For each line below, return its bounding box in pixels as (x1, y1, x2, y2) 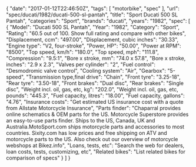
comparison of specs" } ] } (6, 155, 71, 161)
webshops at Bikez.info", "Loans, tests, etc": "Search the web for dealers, (6, 142, 185, 149)
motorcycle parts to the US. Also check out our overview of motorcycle (6, 136, 178, 142)
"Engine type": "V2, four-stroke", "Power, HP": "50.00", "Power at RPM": (6, 42, 181, 49)
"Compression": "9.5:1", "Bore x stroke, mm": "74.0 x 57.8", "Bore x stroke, (6, 55, 186, 62)
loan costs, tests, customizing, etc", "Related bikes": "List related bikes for (6, 148, 186, 155)
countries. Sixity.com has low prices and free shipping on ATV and (6, 129, 168, 137)
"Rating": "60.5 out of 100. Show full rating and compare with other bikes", (6, 30, 187, 37)
